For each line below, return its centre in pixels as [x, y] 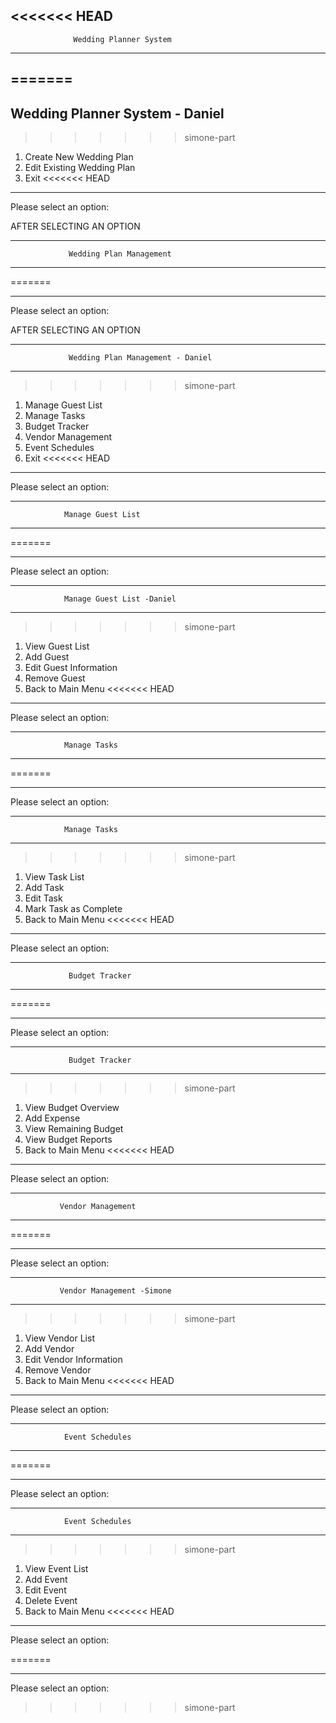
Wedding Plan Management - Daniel [140, 358]
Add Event [46, 1580]
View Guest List [57, 646]
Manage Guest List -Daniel [120, 599]
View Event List [56, 1569]
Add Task [44, 888]
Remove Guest [55, 678]
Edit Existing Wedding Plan [80, 168]
